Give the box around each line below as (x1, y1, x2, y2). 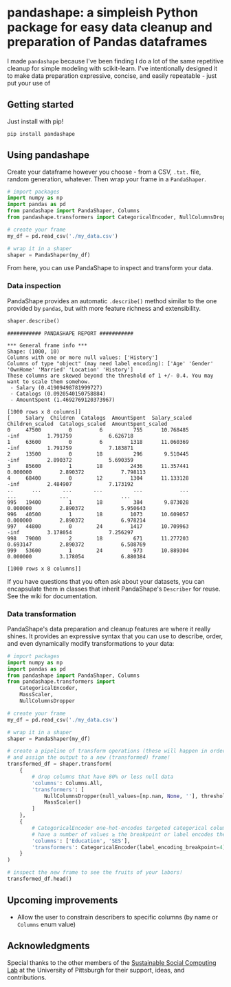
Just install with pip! (7, 117, 64, 125)
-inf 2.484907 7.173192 (7, 480, 134, 487)
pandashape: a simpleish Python (7, 5, 198, 21)
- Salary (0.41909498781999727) (10, 384, 103, 391)
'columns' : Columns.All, (32, 780, 103, 786)
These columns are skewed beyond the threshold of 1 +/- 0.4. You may (7, 372, 214, 379)
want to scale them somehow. (7, 378, 91, 385)
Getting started (7, 99, 74, 111)
